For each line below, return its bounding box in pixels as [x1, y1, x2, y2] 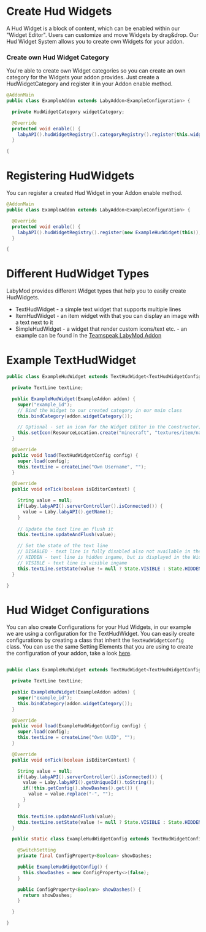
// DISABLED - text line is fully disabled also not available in [17, 548, 191, 555]
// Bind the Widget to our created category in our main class [17, 407, 183, 413]
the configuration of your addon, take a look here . [6, 650, 132, 657]
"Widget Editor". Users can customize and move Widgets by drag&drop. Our [6, 31, 199, 38]
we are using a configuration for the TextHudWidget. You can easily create [6, 630, 195, 638]
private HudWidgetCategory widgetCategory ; [12, 109, 124, 115]
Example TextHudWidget [6, 353, 137, 367]
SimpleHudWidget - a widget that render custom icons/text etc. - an [15, 325, 188, 333]
